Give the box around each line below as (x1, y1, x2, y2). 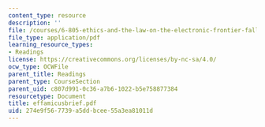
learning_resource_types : (8, 41, 93, 49)
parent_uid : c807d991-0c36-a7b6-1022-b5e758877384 (8, 84, 178, 93)
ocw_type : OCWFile (8, 63, 69, 71)
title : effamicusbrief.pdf (8, 99, 97, 107)
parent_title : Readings (8, 70, 87, 78)
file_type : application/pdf (8, 33, 101, 42)
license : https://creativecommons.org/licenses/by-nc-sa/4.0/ (8, 56, 217, 64)
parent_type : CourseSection (8, 77, 101, 85)
